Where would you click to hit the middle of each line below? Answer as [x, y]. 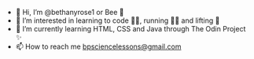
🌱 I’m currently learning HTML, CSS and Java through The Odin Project [131, 29]
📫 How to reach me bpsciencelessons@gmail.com [98, 46]
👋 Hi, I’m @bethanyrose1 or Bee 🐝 [70, 12]
